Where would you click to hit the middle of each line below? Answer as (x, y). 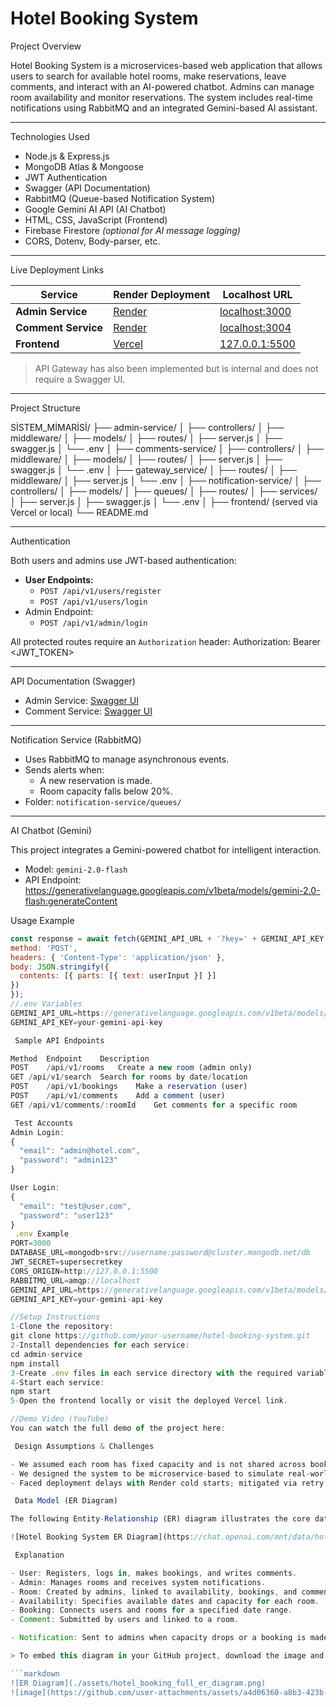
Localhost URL (257, 294)
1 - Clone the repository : (62, 1327)
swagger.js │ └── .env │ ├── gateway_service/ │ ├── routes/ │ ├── (154, 469)
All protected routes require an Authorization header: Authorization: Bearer (165, 641)
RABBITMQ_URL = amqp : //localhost (75, 1280)
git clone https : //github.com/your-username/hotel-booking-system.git (160, 1336)
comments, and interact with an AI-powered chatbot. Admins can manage (162, 86)
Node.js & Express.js (67, 156)
